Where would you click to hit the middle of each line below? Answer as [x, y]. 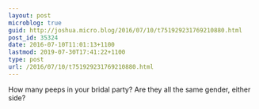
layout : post [30, 15]
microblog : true [35, 23]
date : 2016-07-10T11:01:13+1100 [61, 45]
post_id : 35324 [33, 38]
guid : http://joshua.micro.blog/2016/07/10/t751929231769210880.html [126, 30]
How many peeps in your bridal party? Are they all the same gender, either [129, 89]
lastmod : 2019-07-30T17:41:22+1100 [67, 52]
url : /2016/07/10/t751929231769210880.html [81, 67]
